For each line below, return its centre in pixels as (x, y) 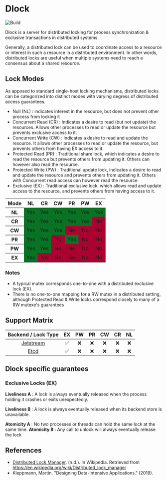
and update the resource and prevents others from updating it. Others (84, 175)
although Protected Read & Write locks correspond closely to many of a (86, 299)
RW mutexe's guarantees (38, 305)
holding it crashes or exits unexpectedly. (47, 399)
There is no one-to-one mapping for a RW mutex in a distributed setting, (86, 294)
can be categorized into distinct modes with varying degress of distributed (82, 96)
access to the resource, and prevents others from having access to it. (84, 191)
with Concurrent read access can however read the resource (75, 180)
